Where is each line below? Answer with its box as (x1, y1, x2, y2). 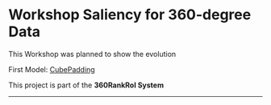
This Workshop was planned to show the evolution (8, 49, 177, 59)
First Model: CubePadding (8, 64, 95, 74)
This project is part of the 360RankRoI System (8, 80, 164, 90)
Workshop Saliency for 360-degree (8, 6, 252, 24)
